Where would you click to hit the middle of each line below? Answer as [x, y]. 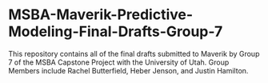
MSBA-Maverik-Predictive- [101, 15]
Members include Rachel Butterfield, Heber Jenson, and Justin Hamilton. [128, 70]
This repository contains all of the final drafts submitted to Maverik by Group [134, 53]
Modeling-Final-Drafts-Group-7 [116, 32]
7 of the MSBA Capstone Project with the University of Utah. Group [119, 62]
